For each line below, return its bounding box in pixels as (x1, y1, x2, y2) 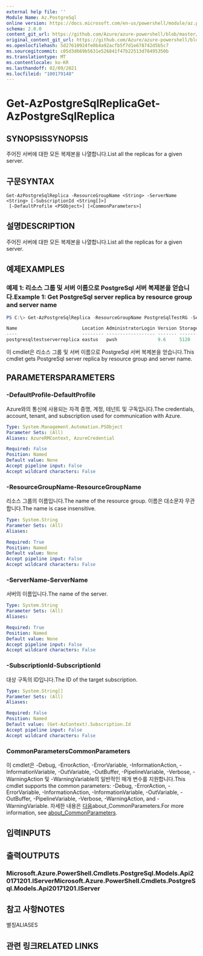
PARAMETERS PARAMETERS (6, 372, 115, 383)
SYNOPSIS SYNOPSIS (6, 134, 89, 144)
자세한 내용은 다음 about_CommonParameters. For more (50, 802, 184, 809)
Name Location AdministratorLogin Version (6, 325, 177, 331)
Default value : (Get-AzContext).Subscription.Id (6, 721, 131, 727)
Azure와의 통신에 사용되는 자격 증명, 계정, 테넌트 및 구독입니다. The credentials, (6, 405, 195, 412)
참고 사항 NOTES (6, 905, 65, 915)
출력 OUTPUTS (6, 850, 60, 860)
